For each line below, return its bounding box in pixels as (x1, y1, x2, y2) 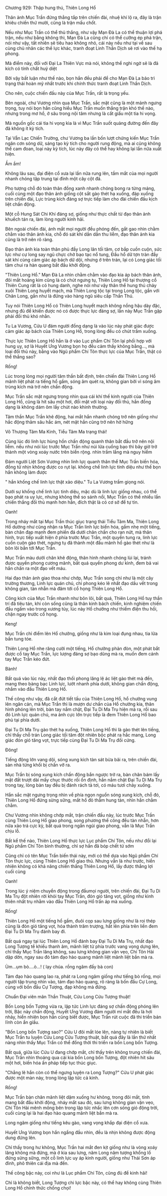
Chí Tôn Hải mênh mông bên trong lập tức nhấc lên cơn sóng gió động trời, (5, 1105, 159, 1111)
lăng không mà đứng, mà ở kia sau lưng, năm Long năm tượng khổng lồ (5, 1150, 151, 1156)
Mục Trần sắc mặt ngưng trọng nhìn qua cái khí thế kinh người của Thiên (5, 393, 155, 399)
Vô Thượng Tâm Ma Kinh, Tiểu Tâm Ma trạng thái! (5, 429, 107, 434)
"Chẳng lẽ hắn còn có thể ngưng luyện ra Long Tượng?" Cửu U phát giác (5, 1070, 155, 1075)
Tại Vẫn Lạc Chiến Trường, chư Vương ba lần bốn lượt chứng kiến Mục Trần (5, 135, 160, 141)
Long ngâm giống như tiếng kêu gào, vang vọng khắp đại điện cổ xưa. (5, 1120, 149, 1126)
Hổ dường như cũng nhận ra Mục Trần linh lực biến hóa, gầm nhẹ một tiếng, (5, 524, 161, 530)
